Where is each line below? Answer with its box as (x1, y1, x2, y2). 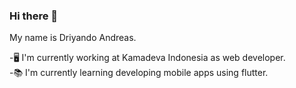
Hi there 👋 (9, 9, 59, 23)
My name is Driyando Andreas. (9, 32, 137, 44)
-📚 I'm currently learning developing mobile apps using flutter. (9, 67, 269, 79)
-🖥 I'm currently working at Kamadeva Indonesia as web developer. (9, 52, 286, 64)
